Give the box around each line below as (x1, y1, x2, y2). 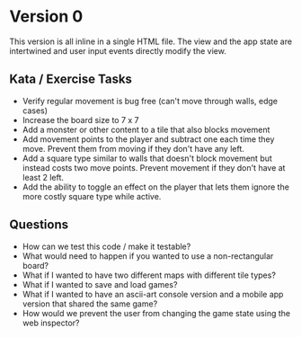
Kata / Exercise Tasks (9, 72, 133, 87)
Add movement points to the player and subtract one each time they (22, 133, 275, 145)
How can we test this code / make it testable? (22, 241, 191, 252)
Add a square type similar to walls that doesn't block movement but (22, 153, 272, 164)
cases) (22, 105, 48, 116)
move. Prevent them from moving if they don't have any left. (22, 143, 245, 154)
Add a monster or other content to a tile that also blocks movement (22, 124, 270, 135)
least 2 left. (22, 172, 65, 182)
